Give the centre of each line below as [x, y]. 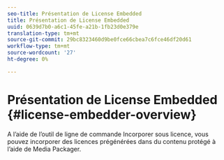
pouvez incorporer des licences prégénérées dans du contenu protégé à [112, 141]
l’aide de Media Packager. [44, 149]
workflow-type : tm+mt [39, 46]
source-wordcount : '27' [42, 53]
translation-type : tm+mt [43, 33]
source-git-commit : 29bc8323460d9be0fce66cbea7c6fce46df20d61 [99, 40]
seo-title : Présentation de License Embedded [74, 14]
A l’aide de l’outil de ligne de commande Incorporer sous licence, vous [108, 134]
